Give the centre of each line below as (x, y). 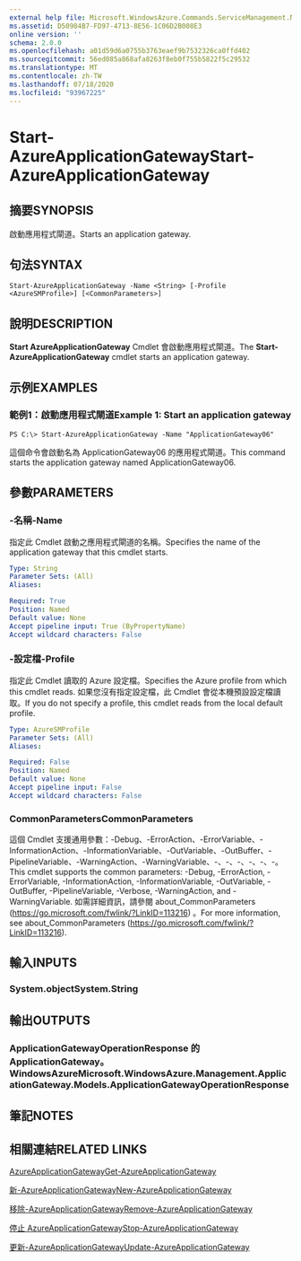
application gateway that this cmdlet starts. (89, 552)
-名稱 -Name (36, 521)
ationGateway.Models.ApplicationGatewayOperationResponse (149, 1084)
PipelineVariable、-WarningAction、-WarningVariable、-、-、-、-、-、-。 (146, 862)
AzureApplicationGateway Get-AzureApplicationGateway (113, 1171)
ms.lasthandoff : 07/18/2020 (62, 84)
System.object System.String (74, 989)
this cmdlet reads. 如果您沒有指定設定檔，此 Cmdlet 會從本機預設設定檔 (141, 691)
